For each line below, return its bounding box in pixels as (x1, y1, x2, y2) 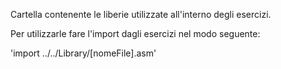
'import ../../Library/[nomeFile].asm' (10, 47, 157, 59)
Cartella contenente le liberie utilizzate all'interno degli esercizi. (10, 9, 272, 20)
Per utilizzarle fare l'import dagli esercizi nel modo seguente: (10, 28, 261, 39)
